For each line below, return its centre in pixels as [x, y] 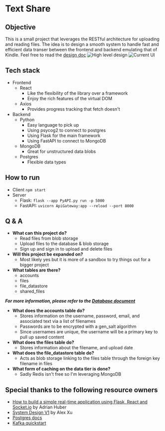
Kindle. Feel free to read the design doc [45, 55]
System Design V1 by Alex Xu [42, 413]
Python [27, 120]
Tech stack [23, 71]
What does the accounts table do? [48, 311]
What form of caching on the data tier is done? [61, 369]
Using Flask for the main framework [64, 136]
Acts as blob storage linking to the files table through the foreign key [90, 358]
